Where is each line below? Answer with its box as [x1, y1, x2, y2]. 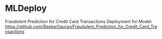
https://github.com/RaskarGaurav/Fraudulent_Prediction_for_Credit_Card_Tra [5, 23, 157, 29]
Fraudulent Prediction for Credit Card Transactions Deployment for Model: [5, 19, 152, 24]
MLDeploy [5, 3, 47, 14]
